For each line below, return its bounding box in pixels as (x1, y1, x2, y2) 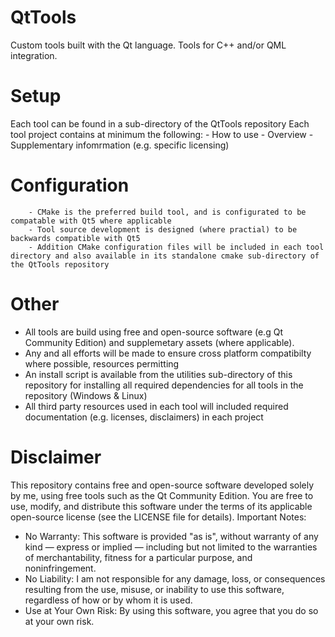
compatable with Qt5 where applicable (10, 216, 172, 226)
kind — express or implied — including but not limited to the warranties (24, 541, 318, 553)
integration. (10, 49, 58, 61)
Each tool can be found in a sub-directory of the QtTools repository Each (10, 117, 310, 130)
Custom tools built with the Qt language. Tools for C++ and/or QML (10, 39, 287, 51)
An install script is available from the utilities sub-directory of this (24, 368, 293, 380)
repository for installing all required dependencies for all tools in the (24, 379, 304, 391)
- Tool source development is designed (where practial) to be (28, 224, 298, 235)
